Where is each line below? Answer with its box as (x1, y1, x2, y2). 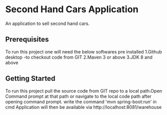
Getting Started (5, 74, 56, 83)
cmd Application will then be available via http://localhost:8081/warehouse (5, 104, 162, 110)
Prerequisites (5, 35, 49, 44)
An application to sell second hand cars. (5, 20, 90, 26)
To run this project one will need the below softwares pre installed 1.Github (5, 48, 162, 54)
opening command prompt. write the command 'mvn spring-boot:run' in (5, 98, 157, 105)
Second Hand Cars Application (5, 4, 139, 15)
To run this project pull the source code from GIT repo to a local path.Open (5, 88, 162, 94)
